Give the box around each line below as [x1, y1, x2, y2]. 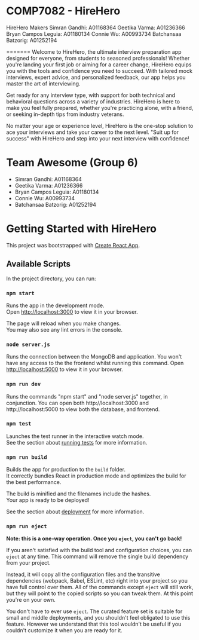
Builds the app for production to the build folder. [6, 466, 126, 473]
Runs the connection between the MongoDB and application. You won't [6, 353, 182, 360]
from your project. [6, 559, 51, 566]
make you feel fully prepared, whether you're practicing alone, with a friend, [6, 104, 194, 111]
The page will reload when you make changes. [6, 320, 121, 327]
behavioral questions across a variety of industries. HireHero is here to [6, 97, 180, 105]
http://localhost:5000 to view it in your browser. [6, 366, 124, 373]
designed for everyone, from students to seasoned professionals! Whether [6, 54, 190, 62]
